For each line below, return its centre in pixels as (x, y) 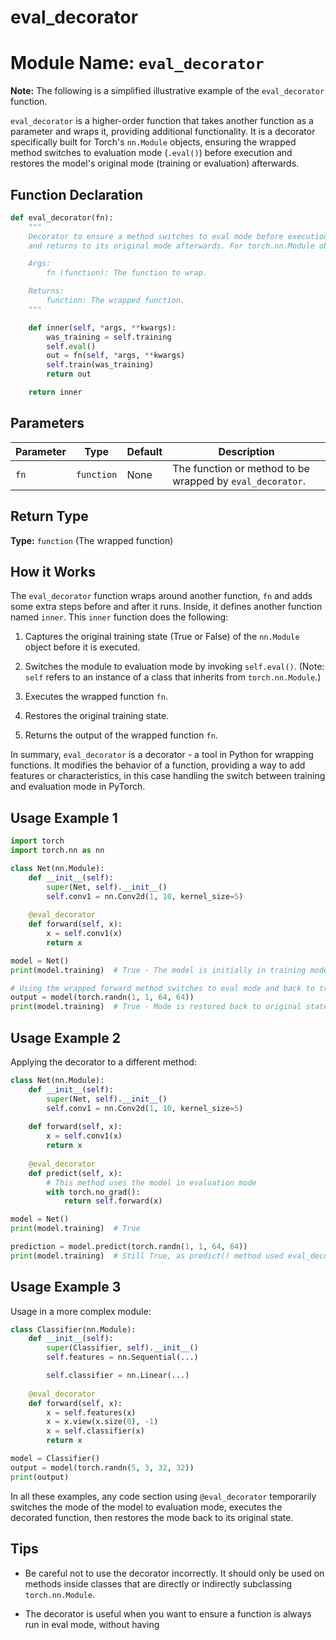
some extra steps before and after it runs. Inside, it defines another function (166, 607)
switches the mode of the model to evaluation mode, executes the (146, 1507)
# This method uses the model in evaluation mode (151, 1182)
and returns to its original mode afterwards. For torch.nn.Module (171, 246)
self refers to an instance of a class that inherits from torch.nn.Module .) (173, 677)
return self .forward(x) (113, 1201)
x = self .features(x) (91, 1412)
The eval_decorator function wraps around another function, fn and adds (161, 596)
